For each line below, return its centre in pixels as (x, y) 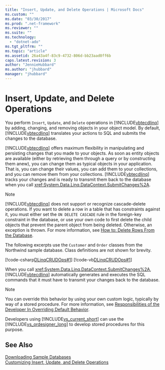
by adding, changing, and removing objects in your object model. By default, (82, 128)
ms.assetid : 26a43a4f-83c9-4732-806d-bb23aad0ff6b (58, 56)
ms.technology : (21, 38)
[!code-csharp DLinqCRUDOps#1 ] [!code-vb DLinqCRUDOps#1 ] (69, 259)
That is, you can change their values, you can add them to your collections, (81, 169)
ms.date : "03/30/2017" (28, 19)
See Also (19, 345)
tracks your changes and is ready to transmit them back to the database (78, 179)
